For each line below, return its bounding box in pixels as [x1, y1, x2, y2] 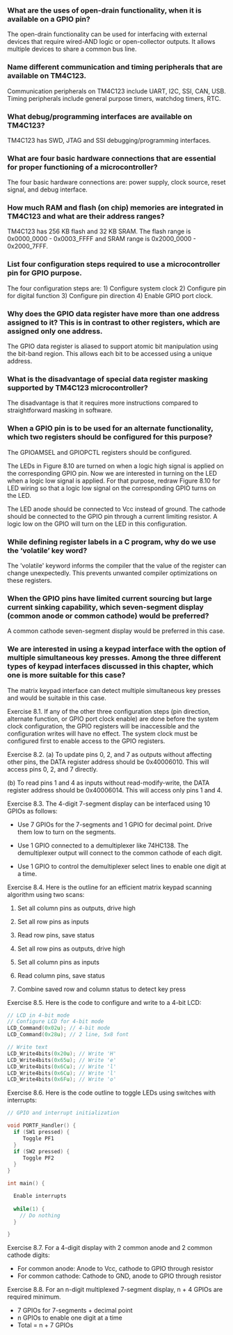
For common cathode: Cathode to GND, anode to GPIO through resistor [17, 1272, 222, 1280]
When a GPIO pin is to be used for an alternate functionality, [7, 423, 214, 433]
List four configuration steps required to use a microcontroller [7, 260, 220, 270]
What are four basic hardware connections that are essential [7, 153, 216, 163]
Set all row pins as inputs [17, 917, 89, 926]
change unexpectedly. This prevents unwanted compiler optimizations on [7, 568, 218, 577]
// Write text [7, 1044, 49, 1051]
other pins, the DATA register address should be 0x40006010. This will [7, 758, 210, 766]
